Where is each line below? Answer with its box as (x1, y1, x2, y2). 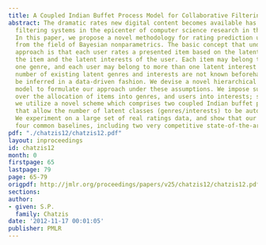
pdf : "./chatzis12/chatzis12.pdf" (8, 129, 123, 137)
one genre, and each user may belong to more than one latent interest (15, 63, 257, 71)
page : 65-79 (8, 173, 47, 182)
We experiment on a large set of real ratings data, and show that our (15, 115, 257, 122)
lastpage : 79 (8, 166, 51, 174)
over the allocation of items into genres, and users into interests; (15, 92, 253, 100)
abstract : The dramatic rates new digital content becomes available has (8, 19, 257, 27)
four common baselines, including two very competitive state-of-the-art (15, 122, 264, 130)
